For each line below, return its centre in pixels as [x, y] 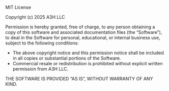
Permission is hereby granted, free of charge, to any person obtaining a [80, 27]
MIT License [18, 7]
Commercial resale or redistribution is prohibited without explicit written [88, 63]
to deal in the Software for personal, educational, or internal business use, [83, 38]
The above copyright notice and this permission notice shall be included [88, 53]
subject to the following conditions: [42, 43]
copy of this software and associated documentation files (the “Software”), [84, 32]
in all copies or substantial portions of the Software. [67, 58]
